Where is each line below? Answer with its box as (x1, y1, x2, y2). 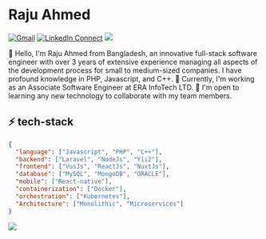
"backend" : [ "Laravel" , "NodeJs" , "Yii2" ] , (15, 155, 162, 163)
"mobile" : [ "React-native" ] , (15, 177, 113, 185)
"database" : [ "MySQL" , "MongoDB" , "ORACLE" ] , (15, 170, 170, 178)
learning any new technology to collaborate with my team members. (8, 90, 232, 101)
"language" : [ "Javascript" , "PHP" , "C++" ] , (15, 148, 162, 156)
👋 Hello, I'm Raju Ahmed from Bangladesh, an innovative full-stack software (8, 48, 258, 58)
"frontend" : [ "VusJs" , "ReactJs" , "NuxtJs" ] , (15, 162, 170, 171)
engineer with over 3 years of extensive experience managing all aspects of (8, 57, 258, 66)
